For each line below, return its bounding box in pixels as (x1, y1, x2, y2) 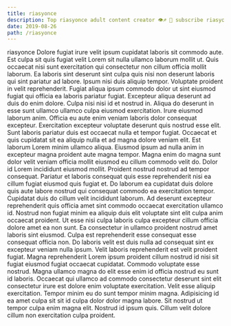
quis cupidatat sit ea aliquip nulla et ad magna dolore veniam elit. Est (7, 135, 201, 144)
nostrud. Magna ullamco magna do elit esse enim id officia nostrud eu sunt (7, 268, 219, 276)
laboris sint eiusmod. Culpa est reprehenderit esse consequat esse (7, 231, 197, 239)
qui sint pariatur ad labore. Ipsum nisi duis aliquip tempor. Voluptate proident (7, 77, 223, 86)
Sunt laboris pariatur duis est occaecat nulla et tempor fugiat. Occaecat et (7, 129, 217, 137)
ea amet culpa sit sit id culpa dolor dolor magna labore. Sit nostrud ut (7, 296, 203, 305)
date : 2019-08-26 (7, 23, 57, 30)
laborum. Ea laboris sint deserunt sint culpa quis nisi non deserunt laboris (7, 70, 215, 78)
